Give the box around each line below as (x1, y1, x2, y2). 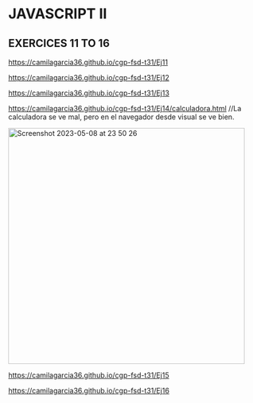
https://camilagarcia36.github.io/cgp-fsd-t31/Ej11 (8, 57, 169, 67)
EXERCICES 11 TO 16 (8, 37, 110, 50)
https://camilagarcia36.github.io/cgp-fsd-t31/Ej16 (8, 386, 169, 395)
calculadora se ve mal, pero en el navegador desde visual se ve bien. (8, 112, 235, 122)
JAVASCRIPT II (8, 5, 107, 23)
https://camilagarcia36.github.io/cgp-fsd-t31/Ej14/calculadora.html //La (8, 104, 242, 113)
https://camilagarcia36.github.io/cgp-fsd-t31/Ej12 (8, 73, 169, 82)
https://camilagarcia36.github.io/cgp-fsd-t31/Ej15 (8, 370, 169, 380)
